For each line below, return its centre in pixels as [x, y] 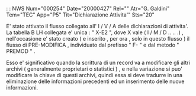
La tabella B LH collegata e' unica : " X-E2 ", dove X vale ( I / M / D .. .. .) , [95, 32]
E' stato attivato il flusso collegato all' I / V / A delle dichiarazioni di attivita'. [97, 26]
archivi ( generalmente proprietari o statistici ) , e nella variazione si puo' [94, 69]
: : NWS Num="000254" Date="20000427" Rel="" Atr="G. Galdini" [88, 9]
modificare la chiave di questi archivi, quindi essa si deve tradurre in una [94, 75]
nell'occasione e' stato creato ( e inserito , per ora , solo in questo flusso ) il [98, 39]
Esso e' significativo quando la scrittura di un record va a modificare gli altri [98, 62]
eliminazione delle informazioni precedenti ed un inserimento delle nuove [95, 81]
